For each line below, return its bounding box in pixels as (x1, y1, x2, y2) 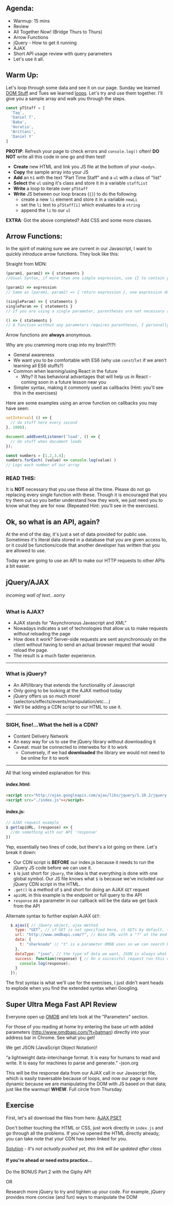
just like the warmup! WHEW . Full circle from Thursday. (6, 1086, 123, 1092)
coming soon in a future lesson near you (21, 379, 107, 385)
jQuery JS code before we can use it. (13, 864, 92, 871)
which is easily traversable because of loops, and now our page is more (6, 1075, 158, 1081)
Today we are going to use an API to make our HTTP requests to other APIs (6, 557, 165, 564)
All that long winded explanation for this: (6, 769, 91, 776)
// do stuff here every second (10, 420, 78, 425)
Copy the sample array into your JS (13, 169, 89, 175)
